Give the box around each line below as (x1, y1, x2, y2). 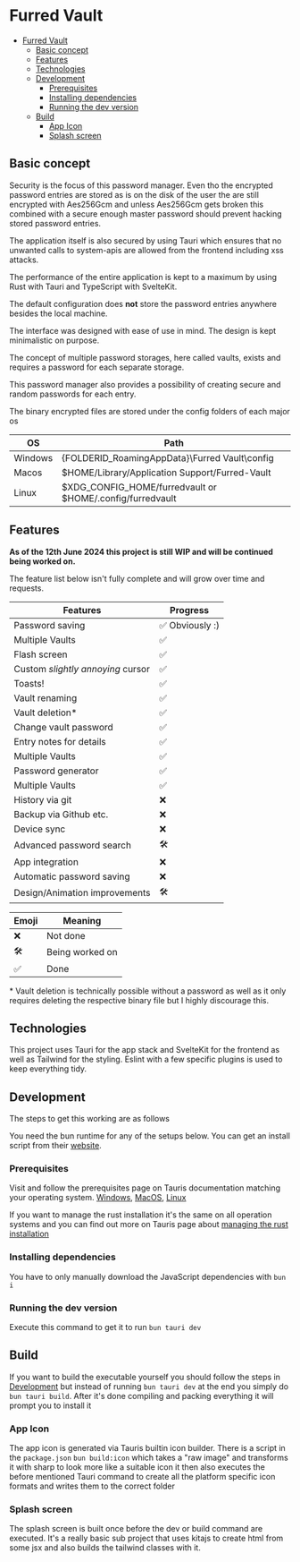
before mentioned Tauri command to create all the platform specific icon (9, 1472, 276, 1482)
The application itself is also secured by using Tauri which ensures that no (9, 235, 282, 246)
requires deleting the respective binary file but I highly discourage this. (9, 994, 270, 1005)
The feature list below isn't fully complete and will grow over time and (9, 573, 265, 584)
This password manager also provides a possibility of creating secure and (9, 379, 281, 389)
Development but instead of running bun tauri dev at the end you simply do (9, 1380, 289, 1392)
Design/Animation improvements (13, 887, 151, 900)
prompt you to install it (9, 1400, 92, 1411)
